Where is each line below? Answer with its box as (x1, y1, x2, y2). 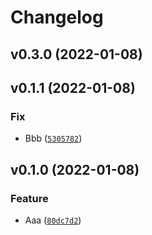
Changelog (10, 6, 104, 29)
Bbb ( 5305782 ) (24, 132, 83, 145)
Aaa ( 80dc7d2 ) (24, 214, 82, 226)
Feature (10, 191, 49, 205)
